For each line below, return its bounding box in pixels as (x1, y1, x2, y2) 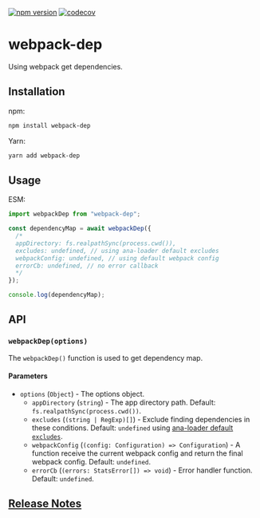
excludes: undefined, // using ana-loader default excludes (15, 247, 219, 255)
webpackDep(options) (8, 337, 89, 346)
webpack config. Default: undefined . (31, 457, 152, 466)
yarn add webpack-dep (8, 152, 81, 160)
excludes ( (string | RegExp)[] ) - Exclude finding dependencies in (31, 414, 250, 424)
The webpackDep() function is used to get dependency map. (8, 353, 203, 362)
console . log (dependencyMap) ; (8, 291, 105, 299)
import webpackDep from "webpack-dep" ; (8, 210, 141, 219)
